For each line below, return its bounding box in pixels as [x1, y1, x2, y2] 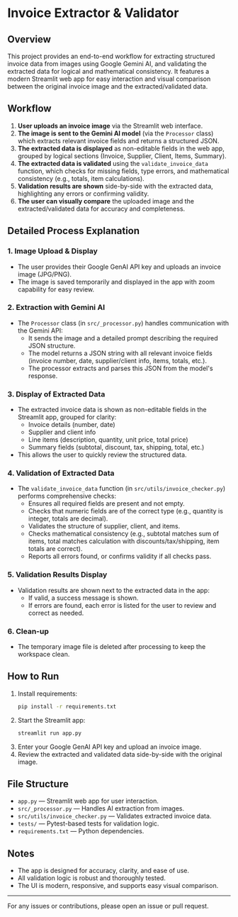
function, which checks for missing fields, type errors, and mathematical [17, 167, 229, 175]
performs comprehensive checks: [17, 491, 117, 501]
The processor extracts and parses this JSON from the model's [28, 364, 214, 372]
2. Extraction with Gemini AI [7, 303, 105, 313]
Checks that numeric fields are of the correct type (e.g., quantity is [28, 507, 223, 516]
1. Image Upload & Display [7, 246, 98, 256]
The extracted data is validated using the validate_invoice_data [17, 159, 209, 167]
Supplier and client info [28, 428, 96, 437]
